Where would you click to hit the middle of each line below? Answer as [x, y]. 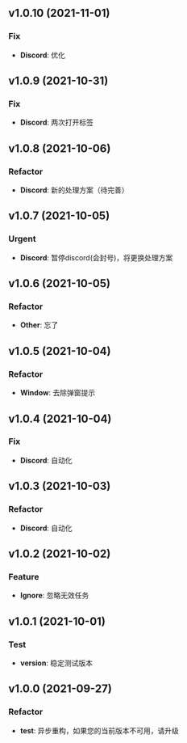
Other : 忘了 [39, 325]
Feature [24, 576]
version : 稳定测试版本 [56, 663]
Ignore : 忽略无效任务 [54, 595]
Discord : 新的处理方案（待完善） [74, 190]
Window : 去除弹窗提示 [57, 393]
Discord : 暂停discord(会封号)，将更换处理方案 [96, 257]
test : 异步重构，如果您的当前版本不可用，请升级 [100, 730]
